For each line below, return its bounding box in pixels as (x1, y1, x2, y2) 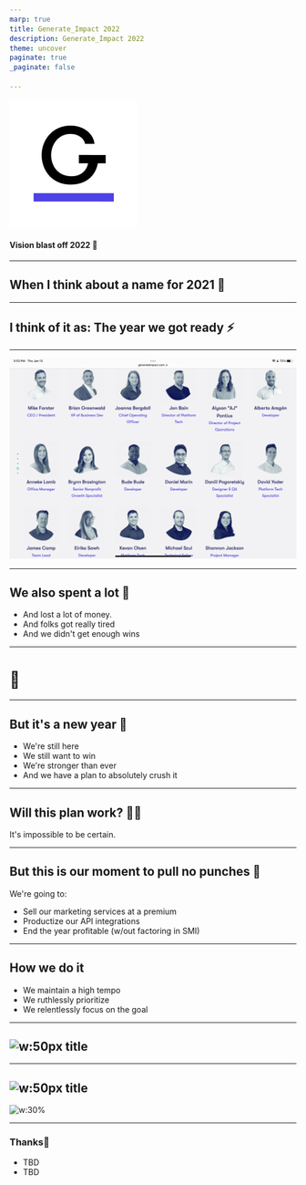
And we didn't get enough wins (22, 629, 140, 639)
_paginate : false (9, 63, 76, 72)
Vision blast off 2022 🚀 (9, 240, 98, 251)
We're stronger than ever (22, 760, 117, 771)
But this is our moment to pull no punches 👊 (9, 864, 261, 879)
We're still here (22, 741, 79, 752)
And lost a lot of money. (22, 609, 112, 620)
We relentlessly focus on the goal (22, 1003, 148, 1014)
